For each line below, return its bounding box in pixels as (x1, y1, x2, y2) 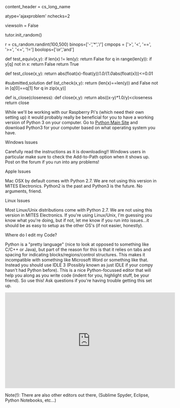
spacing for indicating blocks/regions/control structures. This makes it (5, 252, 146, 257)
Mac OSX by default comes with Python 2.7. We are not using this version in (5, 178, 157, 183)
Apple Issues (5, 169, 31, 174)
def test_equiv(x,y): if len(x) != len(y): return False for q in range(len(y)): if (5, 56, 152, 62)
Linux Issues (5, 198, 30, 203)
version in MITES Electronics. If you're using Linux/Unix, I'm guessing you (5, 213, 152, 218)
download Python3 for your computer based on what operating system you (5, 125, 156, 130)
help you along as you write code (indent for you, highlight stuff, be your (5, 272, 149, 278)
